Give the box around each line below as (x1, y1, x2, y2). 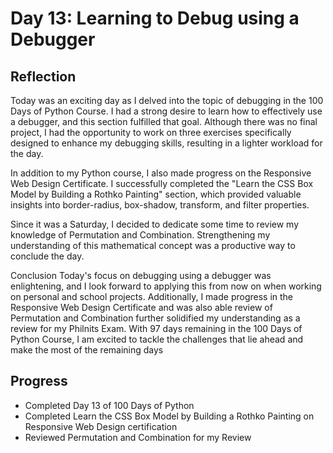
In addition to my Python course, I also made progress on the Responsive (10, 167, 312, 179)
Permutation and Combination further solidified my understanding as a (10, 312, 301, 324)
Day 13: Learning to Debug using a (10, 7, 300, 30)
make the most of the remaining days (10, 344, 164, 356)
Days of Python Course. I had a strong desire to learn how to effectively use (10, 105, 323, 117)
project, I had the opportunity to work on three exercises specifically (10, 127, 292, 138)
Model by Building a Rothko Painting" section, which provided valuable (10, 188, 302, 200)
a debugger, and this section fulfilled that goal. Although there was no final (10, 116, 318, 127)
